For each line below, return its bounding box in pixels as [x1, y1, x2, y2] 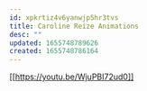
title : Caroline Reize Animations [9, 22, 140, 31]
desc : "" [9, 30, 42, 39]
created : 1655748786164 [9, 47, 99, 56]
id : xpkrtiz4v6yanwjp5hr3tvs [9, 13, 119, 23]
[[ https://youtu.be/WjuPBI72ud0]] [9, 71, 134, 82]
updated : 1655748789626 [9, 38, 99, 48]
